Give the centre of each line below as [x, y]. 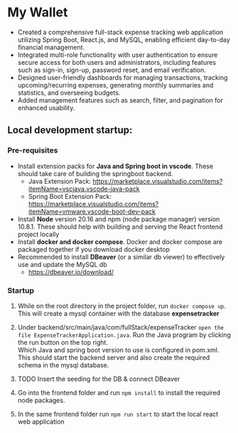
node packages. [41, 400]
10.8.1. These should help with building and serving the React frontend [120, 226]
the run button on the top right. [63, 342]
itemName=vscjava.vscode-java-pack [84, 189]
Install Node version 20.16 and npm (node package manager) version [119, 219]
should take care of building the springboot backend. [95, 173]
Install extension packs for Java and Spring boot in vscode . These [115, 166]
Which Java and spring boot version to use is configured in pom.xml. [118, 350]
